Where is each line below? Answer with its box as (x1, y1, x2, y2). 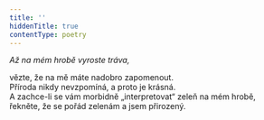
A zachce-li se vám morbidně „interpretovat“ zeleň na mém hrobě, (9, 91, 256, 102)
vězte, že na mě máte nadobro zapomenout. (9, 72, 174, 83)
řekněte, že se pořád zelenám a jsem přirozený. (9, 101, 186, 112)
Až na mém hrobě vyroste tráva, (9, 55, 130, 66)
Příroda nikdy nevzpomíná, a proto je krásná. (9, 82, 176, 93)
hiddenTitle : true (9, 22, 79, 31)
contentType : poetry (9, 30, 88, 39)
